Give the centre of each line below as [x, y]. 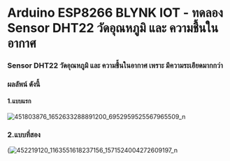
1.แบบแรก [19, 101]
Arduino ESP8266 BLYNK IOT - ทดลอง [115, 13]
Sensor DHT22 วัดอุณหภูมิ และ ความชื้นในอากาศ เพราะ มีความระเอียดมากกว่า [115, 66]
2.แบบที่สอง [24, 135]
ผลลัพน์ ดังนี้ [24, 84]
